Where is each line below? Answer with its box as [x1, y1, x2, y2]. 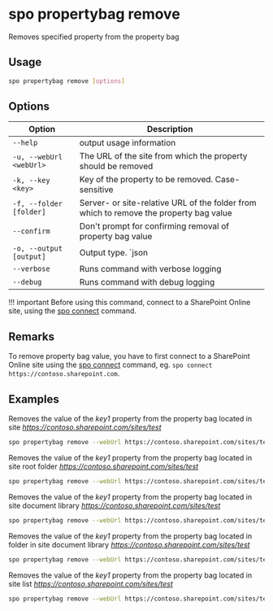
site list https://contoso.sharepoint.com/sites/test [8, 578, 173, 588]
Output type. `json [79, 247, 149, 259]
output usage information [79, 137, 176, 149]
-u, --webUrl [12, 152, 63, 162]
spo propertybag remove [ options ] [8, 76, 126, 85]
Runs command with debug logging [79, 277, 215, 288]
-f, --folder [12, 199, 63, 208]
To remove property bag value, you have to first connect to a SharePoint [8, 351, 250, 361]
